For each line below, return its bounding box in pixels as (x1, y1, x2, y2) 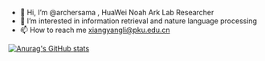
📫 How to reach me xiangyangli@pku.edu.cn (19, 25, 170, 35)
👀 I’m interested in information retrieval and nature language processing (19, 16, 258, 26)
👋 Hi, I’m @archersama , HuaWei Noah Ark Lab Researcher (19, 8, 214, 17)
